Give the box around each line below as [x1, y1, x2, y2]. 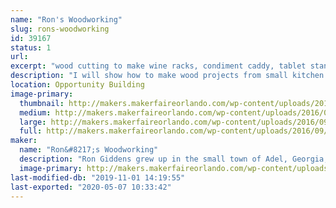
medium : [19, 107, 52, 118]
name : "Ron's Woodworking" [10, 14, 123, 25]
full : [19, 126, 43, 136]
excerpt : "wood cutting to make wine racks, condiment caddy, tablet [10, 61, 307, 71]
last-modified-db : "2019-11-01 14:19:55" [10, 172, 186, 183]
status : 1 [10, 42, 52, 53]
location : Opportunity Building [10, 80, 145, 90]
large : [19, 117, 47, 127]
